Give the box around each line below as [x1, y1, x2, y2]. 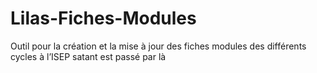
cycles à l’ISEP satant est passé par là [10, 50, 167, 62]
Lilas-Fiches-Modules [10, 7, 197, 30]
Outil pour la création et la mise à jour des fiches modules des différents [10, 40, 307, 52]
